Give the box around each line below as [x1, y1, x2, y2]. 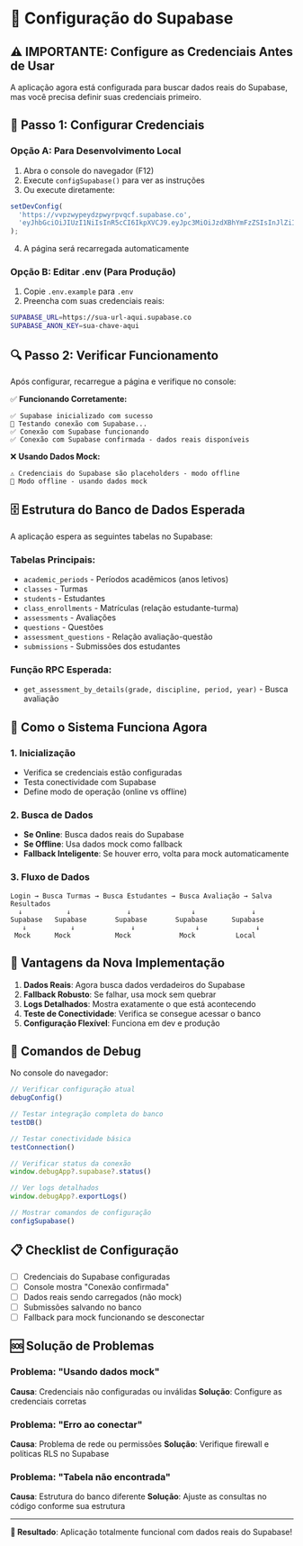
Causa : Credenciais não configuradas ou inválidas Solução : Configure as [10, 1386, 282, 1396]
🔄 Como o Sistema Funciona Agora [10, 719, 208, 735]
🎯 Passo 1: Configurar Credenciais [10, 117, 205, 133]
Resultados [10, 899, 51, 909]
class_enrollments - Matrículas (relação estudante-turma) [22, 603, 239, 614]
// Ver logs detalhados [10, 1184, 100, 1193]
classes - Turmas [22, 583, 88, 594]
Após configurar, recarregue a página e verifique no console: [10, 376, 236, 387]
